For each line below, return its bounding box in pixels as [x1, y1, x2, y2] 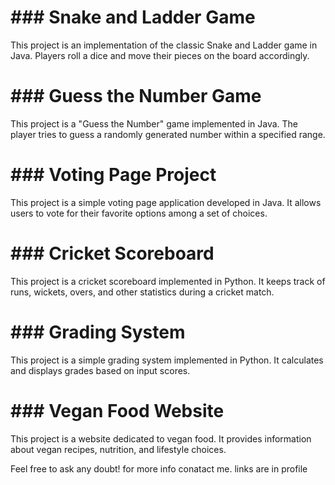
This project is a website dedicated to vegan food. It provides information [10, 432, 312, 445]
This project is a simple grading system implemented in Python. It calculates [10, 354, 324, 366]
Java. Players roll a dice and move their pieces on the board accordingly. [10, 49, 310, 61]
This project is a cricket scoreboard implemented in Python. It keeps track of [10, 275, 326, 287]
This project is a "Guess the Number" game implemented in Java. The [10, 117, 299, 130]
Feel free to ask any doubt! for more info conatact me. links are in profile [10, 462, 308, 475]
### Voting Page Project [10, 164, 217, 186]
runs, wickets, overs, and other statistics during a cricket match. [10, 286, 275, 298]
